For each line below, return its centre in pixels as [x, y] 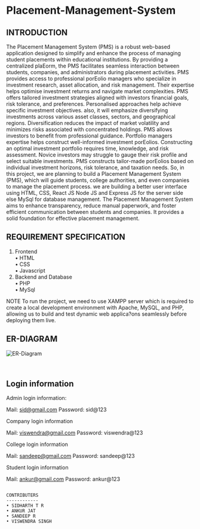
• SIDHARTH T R [25, 506]
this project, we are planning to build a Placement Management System [94, 174]
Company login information [40, 421]
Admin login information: [36, 398]
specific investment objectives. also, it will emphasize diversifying [87, 110]
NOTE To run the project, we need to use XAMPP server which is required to [100, 301]
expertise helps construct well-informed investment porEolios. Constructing [99, 142]
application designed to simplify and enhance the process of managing [93, 53]
